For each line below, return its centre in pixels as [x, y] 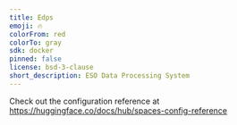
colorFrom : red [38, 34]
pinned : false [36, 59]
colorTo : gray [36, 42]
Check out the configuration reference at [85, 101]
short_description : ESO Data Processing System [100, 76]
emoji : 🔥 [26, 26]
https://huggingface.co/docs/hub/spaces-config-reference [118, 110]
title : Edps [31, 17]
